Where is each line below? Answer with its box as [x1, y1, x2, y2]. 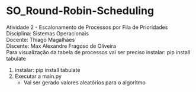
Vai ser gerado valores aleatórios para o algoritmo [23, 78, 146, 86]
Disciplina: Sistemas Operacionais [6, 29, 89, 37]
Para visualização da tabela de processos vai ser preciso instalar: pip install [6, 48, 191, 55]
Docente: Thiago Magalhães [6, 36, 75, 43]
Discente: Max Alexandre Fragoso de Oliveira [6, 42, 117, 50]
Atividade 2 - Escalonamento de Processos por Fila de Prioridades [6, 24, 168, 31]
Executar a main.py [14, 73, 62, 80]
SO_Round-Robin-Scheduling [6, 4, 155, 18]
